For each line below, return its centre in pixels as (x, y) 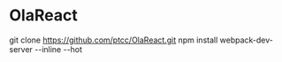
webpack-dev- (247, 40)
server (21, 49)
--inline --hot (58, 49)
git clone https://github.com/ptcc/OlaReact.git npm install (114, 40)
